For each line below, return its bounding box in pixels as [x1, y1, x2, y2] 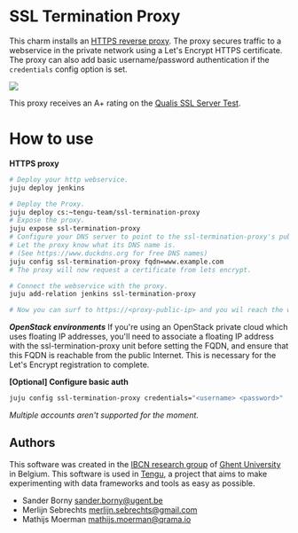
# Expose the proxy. [9, 216, 86, 225]
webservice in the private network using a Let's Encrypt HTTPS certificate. [9, 44, 283, 55]
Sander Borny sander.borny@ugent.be [21, 495, 164, 506]
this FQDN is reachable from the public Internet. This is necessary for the [9, 350, 277, 361]
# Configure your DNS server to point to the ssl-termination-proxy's [9, 232, 276, 241]
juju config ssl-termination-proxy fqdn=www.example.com [9, 257, 224, 266]
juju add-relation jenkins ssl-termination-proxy [9, 290, 197, 299]
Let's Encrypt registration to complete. [9, 359, 150, 370]
